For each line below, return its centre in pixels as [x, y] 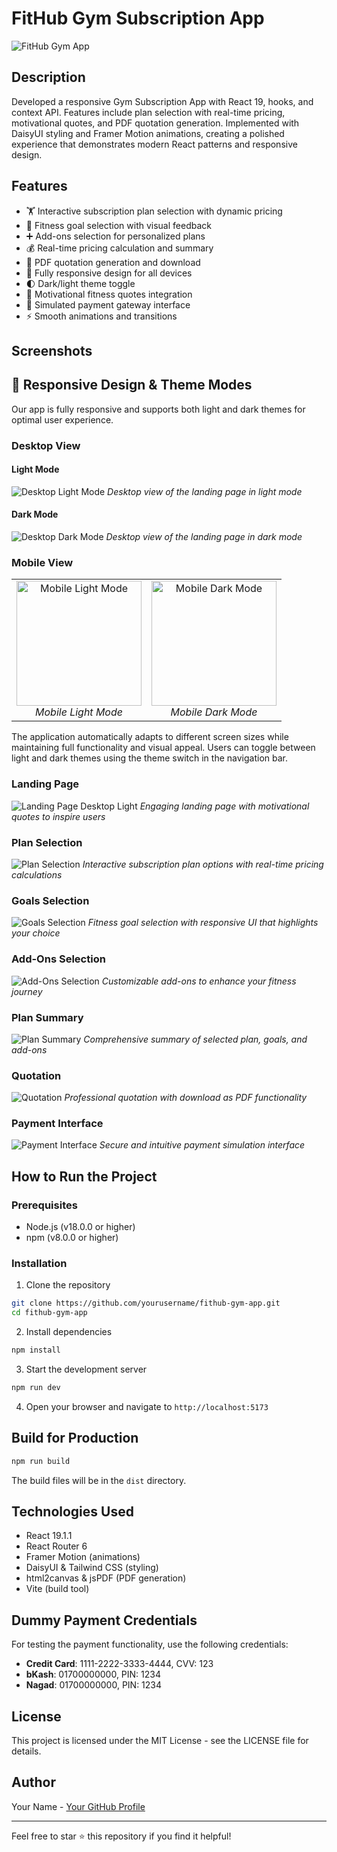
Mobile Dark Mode [214, 712]
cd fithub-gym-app [49, 1313]
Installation [39, 1264]
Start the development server [86, 1369]
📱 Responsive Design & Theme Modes [132, 385]
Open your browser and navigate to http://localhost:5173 [147, 1406]
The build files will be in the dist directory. [99, 1480]
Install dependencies [69, 1332]
